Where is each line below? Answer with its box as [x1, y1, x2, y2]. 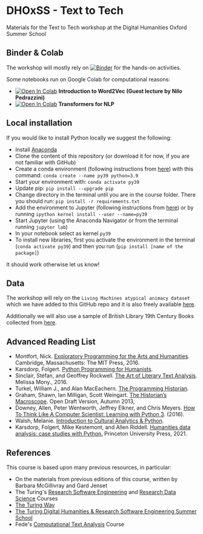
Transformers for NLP [58, 100, 115, 107]
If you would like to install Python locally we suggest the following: [6, 134, 172, 141]
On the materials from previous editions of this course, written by [15, 476, 178, 482]
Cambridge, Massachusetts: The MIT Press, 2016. [15, 359, 140, 367]
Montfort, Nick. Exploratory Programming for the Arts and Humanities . [15, 353, 190, 360]
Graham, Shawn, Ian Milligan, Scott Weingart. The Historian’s [15, 391, 167, 399]
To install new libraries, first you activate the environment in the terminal [15, 236, 195, 243]
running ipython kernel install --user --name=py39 [15, 210, 147, 217]
